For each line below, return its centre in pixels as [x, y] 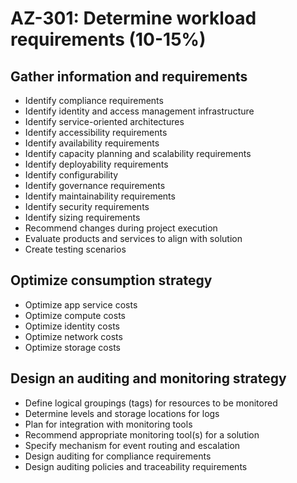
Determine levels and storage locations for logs [122, 413]
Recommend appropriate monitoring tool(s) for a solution [142, 434]
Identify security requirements [87, 206]
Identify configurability [71, 175]
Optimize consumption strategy [111, 280]
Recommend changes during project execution [121, 228]
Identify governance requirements [95, 185]
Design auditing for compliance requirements [118, 456]
